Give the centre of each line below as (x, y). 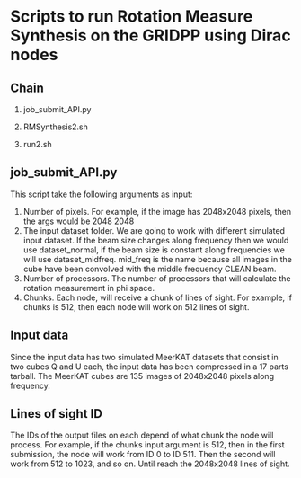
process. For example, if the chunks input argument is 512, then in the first (148, 445)
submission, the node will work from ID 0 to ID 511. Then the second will (143, 455)
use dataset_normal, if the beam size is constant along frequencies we (154, 250)
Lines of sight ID (56, 414)
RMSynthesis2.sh (56, 127)
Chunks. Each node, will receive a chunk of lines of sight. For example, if (158, 297)
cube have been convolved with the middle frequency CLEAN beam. (150, 269)
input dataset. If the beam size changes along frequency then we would (156, 240)
